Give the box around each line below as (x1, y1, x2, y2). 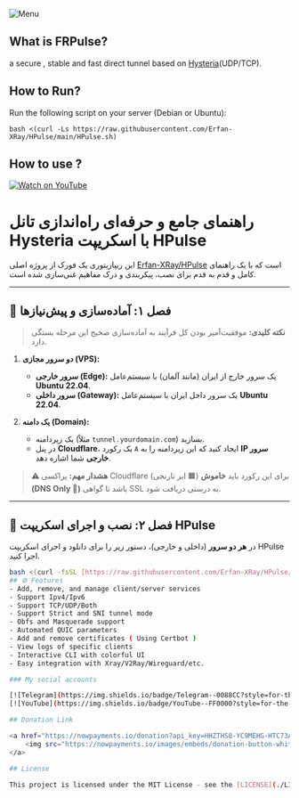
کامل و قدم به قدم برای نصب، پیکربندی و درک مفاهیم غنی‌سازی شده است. (9, 269, 256, 280)
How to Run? (9, 84, 82, 99)
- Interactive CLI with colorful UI (9, 650, 145, 659)
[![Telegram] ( (9, 691, 62, 700)
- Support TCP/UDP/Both (9, 601, 98, 610)
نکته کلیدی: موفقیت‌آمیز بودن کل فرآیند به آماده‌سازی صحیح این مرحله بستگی (30, 327, 286, 338)
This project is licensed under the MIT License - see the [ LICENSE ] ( (9, 780, 277, 789)
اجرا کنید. (9, 550, 40, 561)
